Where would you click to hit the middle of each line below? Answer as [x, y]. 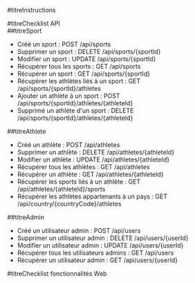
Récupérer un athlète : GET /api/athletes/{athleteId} [90, 174]
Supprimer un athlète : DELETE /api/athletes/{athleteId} [96, 152]
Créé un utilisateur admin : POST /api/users [79, 231]
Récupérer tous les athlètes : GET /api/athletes [83, 167]
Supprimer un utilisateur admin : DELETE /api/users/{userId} [103, 238]
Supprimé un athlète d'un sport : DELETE [75, 111]
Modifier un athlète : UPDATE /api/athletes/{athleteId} [93, 160]
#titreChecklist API [34, 23]
